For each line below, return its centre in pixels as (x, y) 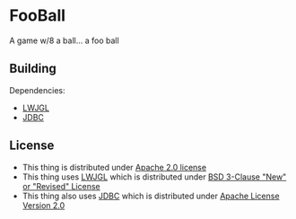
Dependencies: (37, 90)
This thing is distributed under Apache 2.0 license (114, 167)
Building (33, 69)
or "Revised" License (61, 186)
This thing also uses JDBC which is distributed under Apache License (151, 196)
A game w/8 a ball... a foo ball (64, 40)
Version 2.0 (44, 205)
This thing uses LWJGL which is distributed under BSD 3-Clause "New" (154, 177)
